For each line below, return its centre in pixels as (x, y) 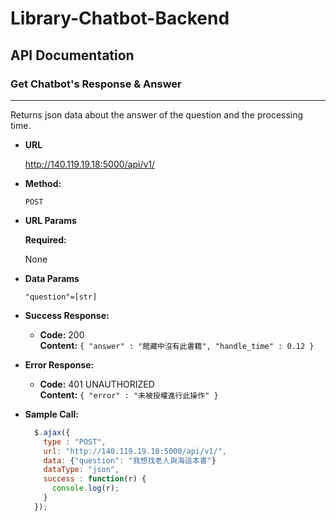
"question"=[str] (61, 297)
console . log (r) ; (85, 488)
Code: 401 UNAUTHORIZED (97, 384)
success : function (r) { (95, 479)
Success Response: (67, 315)
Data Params (52, 278)
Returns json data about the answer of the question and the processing (157, 114)
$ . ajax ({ (52, 432)
